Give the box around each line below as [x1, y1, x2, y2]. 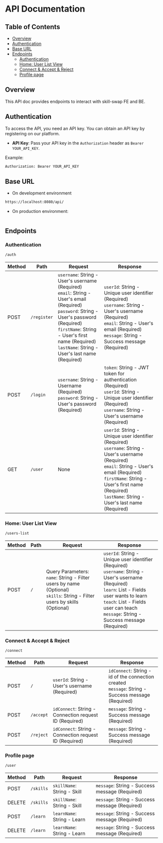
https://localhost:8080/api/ [5, 200, 64, 205]
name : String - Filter [46, 574, 90, 581]
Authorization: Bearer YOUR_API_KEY [5, 164, 79, 169]
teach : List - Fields [103, 598, 147, 605]
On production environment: [12, 209, 69, 214]
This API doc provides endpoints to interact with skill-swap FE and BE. [5, 98, 146, 104]
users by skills [46, 598, 79, 605]
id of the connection [108, 673, 154, 680]
